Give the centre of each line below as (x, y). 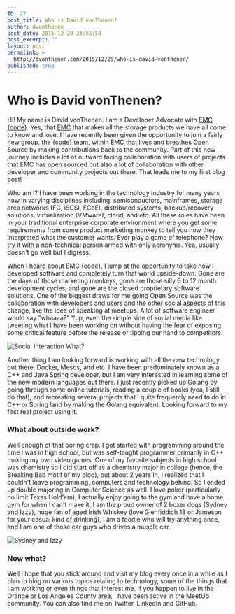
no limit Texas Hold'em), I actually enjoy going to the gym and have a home (115, 497)
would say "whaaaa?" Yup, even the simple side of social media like (105, 317)
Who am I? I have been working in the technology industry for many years (114, 192)
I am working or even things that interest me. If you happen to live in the (111, 589)
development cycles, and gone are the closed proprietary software (103, 288)
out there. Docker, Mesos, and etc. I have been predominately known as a (113, 367)
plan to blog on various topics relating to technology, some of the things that (117, 581)
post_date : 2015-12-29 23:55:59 (54, 33)
